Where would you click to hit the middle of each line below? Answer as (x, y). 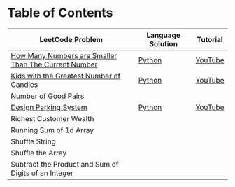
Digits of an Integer (42, 173)
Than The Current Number (54, 64)
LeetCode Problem (71, 39)
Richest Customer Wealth (52, 118)
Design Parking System (49, 107)
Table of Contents (60, 13)
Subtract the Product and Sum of (65, 164)
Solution (164, 43)
